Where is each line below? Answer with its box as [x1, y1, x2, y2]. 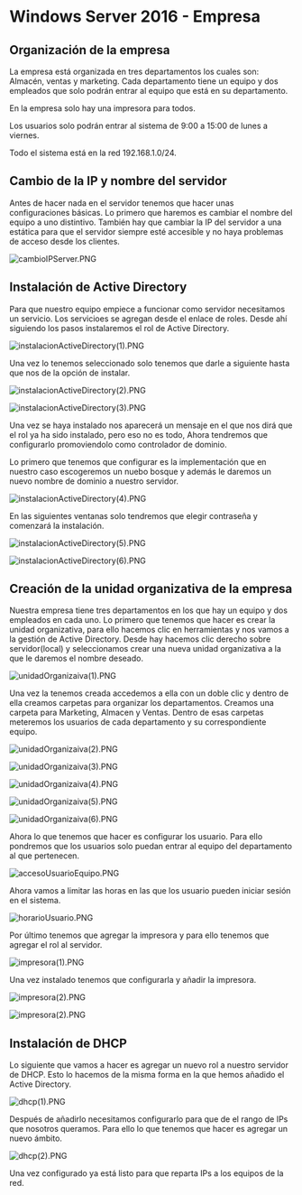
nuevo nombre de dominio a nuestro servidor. [9, 476, 178, 486]
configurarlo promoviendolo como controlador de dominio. [9, 439, 227, 449]
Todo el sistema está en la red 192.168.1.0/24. [9, 147, 178, 158]
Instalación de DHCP [9, 1035, 128, 1051]
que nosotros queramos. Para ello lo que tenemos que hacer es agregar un [9, 1124, 288, 1135]
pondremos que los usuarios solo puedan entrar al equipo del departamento [9, 841, 293, 852]
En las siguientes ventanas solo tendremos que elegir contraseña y [9, 510, 259, 521]
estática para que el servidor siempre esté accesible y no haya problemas [9, 226, 284, 236]
